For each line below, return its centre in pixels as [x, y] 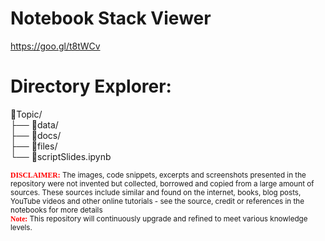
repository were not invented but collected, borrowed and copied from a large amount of [162, 183]
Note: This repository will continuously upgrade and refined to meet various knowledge [159, 218]
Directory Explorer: [91, 86]
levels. [21, 227]
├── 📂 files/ [34, 146]
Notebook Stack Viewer [111, 18]
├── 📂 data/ [34, 124]
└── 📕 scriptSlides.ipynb [61, 156]
